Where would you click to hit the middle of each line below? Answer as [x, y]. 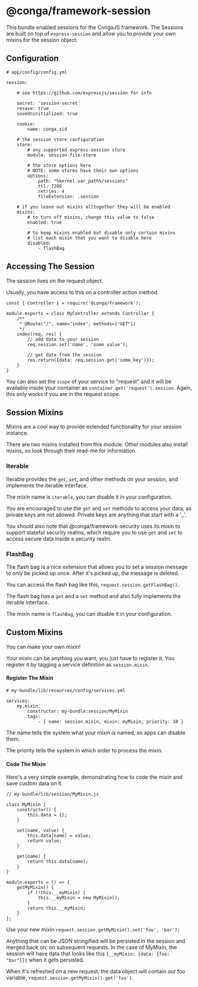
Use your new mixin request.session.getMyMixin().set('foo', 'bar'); [93, 930]
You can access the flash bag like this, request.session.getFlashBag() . [92, 584]
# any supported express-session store [77, 150]
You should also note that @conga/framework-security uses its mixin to [93, 526]
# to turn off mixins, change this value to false [91, 217]
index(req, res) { [39, 334]
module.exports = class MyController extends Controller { [80, 313]
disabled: [39, 243]
